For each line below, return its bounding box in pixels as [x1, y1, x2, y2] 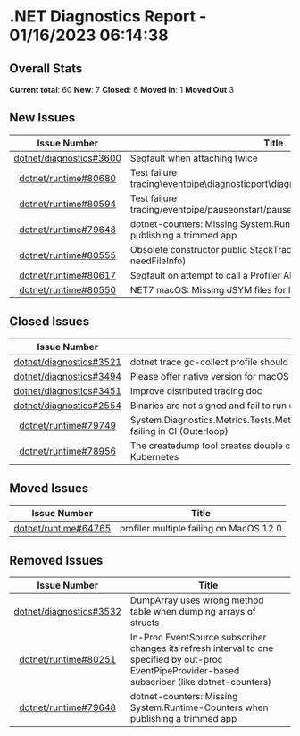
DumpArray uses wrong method [129, 594, 264, 606]
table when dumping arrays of [129, 606, 256, 618]
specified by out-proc [129, 654, 223, 666]
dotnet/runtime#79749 [19, 419, 117, 431]
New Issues [9, 110, 76, 126]
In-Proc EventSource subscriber [129, 631, 267, 644]
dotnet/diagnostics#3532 [13, 606, 122, 618]
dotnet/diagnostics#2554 [13, 399, 122, 412]
